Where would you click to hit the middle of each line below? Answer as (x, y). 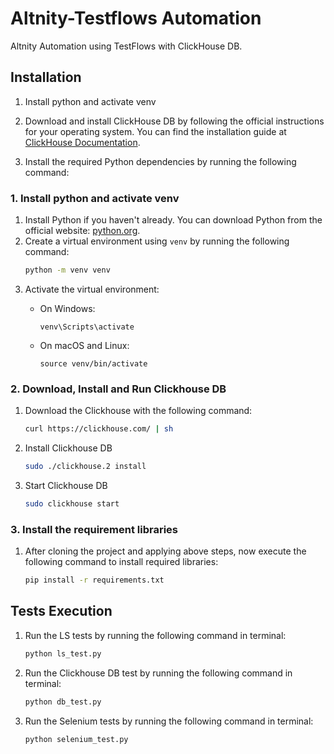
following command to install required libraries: (121, 562)
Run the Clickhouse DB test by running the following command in (158, 673)
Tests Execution (61, 611)
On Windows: (67, 308)
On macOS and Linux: (84, 345)
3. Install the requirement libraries (94, 529)
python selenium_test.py (76, 739)
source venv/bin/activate (93, 363)
